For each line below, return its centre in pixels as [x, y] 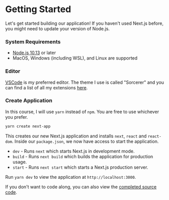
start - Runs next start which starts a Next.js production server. [80, 167]
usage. [20, 162]
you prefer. [17, 117]
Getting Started [38, 9]
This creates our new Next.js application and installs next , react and [76, 136]
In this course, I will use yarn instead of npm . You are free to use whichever [82, 112]
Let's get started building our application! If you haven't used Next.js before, [84, 23]
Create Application [29, 101]
